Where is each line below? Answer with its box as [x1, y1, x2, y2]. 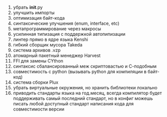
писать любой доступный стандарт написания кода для [13, 101, 134, 106]
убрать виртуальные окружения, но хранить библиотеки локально [13, 85, 158, 90]
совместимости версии [13, 106, 65, 112]
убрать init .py [13, 5, 43, 10]
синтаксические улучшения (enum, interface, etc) [13, 20, 120, 26]
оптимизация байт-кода [13, 15, 65, 21]
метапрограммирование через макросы [13, 26, 101, 32]
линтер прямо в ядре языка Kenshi [13, 36, 88, 42]
